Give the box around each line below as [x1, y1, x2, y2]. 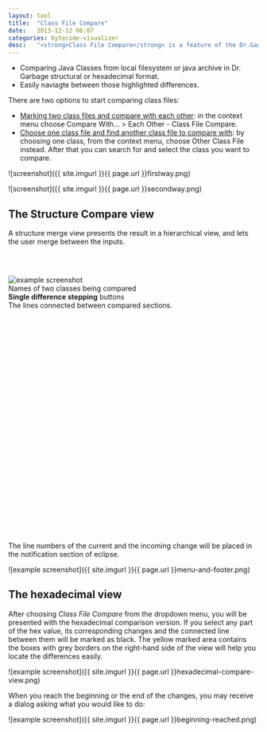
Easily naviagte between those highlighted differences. [19, 80, 200, 90]
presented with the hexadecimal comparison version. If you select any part [8, 617, 253, 627]
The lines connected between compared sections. [8, 300, 172, 310]
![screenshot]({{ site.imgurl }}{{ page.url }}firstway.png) [8, 169, 191, 178]
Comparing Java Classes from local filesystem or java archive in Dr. [19, 63, 241, 72]
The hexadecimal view [8, 588, 122, 601]
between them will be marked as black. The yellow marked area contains [8, 634, 247, 644]
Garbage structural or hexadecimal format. [19, 72, 160, 81]
